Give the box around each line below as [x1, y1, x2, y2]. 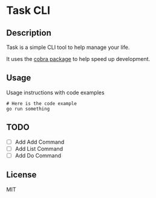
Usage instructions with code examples [6, 89, 105, 96]
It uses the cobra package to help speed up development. [6, 56, 151, 62]
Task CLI [6, 4, 50, 18]
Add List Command [15, 145, 63, 152]
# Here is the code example [6, 100, 77, 106]
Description [6, 28, 51, 38]
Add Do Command [15, 152, 62, 159]
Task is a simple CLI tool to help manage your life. [6, 43, 130, 51]
